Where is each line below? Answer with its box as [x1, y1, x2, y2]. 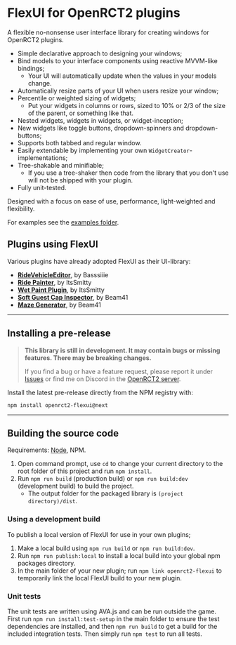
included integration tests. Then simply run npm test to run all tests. [7, 630, 202, 638]
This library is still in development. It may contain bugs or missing [24, 346, 221, 354]
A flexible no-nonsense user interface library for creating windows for [7, 28, 209, 36]
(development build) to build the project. [17, 482, 134, 491]
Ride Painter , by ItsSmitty [17, 278, 92, 286]
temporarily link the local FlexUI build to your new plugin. [17, 573, 183, 582]
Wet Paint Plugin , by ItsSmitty [17, 286, 105, 294]
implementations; [17, 153, 68, 162]
